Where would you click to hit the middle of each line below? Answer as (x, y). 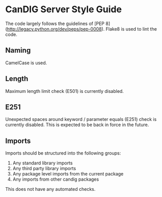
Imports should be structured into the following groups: (63, 153)
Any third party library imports (44, 168)
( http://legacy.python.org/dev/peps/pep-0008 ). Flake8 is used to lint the (81, 29)
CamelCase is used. (26, 63)
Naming (18, 50)
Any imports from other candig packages (56, 179)
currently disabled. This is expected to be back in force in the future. (77, 125)
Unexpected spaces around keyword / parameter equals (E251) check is (81, 119)
